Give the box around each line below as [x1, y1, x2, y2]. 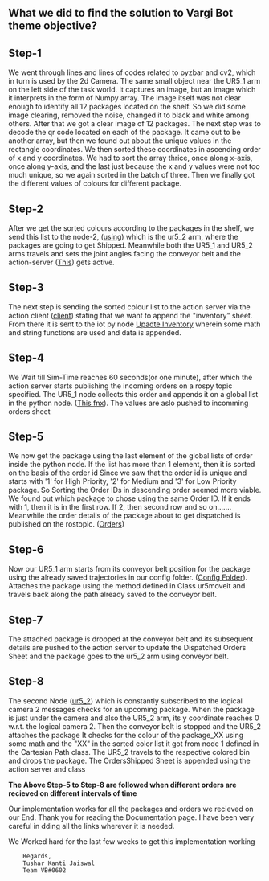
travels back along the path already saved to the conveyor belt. [8, 590, 217, 600]
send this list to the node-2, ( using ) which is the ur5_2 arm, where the [8, 232, 238, 242]
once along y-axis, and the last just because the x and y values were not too [8, 162, 260, 171]
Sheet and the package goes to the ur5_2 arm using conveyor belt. [8, 651, 229, 662]
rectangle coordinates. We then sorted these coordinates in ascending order [8, 145, 261, 154]
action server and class [8, 764, 86, 774]
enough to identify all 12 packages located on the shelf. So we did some [8, 102, 247, 112]
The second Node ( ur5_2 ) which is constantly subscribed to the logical [8, 695, 243, 706]
